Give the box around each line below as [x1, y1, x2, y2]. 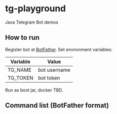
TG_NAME [7, 66, 32, 73]
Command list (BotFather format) [5, 101, 109, 110]
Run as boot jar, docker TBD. [5, 87, 63, 93]
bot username [38, 66, 71, 73]
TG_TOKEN [7, 74, 34, 81]
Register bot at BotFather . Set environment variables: [5, 46, 113, 52]
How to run [5, 33, 40, 42]
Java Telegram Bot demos [5, 19, 58, 25]
